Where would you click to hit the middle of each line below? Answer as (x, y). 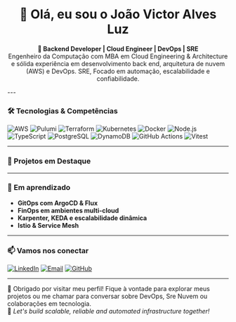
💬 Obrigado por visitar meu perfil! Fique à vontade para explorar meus (109, 289)
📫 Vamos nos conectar (48, 250)
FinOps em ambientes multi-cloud (68, 210)
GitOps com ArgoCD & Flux (58, 202)
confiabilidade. (118, 78)
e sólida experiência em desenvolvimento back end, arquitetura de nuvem (118, 63)
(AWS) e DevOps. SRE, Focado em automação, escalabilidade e (118, 71)
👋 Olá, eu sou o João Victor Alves (118, 14)
